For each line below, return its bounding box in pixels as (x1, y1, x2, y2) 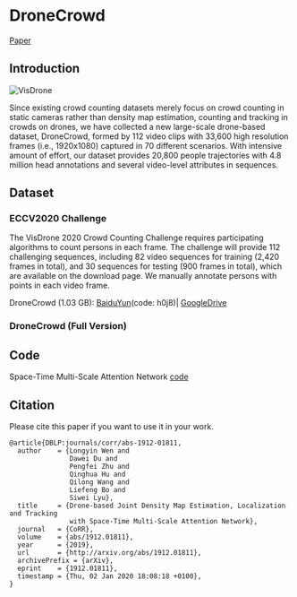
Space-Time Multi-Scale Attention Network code (9, 371, 190, 382)
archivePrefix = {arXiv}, (17, 556, 115, 565)
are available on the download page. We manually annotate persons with (9, 271, 277, 281)
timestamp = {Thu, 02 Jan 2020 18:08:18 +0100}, (17, 571, 202, 581)
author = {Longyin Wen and (17, 446, 130, 455)
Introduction (9, 61, 81, 76)
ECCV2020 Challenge (9, 212, 107, 225)
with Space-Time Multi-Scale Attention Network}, (69, 516, 258, 525)
